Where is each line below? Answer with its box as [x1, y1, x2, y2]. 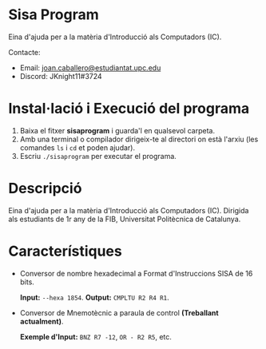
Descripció [8, 180, 82, 197]
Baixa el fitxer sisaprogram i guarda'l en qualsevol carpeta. [19, 125, 216, 135]
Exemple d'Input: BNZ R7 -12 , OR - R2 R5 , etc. [19, 331, 172, 341]
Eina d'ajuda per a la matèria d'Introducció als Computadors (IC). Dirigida [8, 205, 249, 215]
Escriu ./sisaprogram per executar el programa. [19, 151, 177, 161]
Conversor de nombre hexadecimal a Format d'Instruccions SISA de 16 [19, 268, 253, 278]
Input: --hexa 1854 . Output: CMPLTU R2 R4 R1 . [19, 292, 169, 302]
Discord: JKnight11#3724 [19, 71, 102, 81]
